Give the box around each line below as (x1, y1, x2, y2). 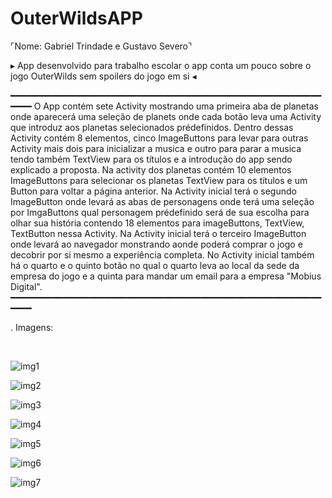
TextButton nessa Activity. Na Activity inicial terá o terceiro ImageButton (10, 227, 307, 239)
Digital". (10, 280, 43, 292)
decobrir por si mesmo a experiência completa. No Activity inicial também (10, 248, 315, 261)
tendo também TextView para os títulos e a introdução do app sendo (10, 153, 293, 165)
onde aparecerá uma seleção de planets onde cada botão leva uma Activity (10, 110, 322, 122)
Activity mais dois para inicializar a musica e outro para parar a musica (10, 142, 302, 154)
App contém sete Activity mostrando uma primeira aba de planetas (43, 100, 319, 112)
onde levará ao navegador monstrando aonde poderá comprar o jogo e (10, 238, 303, 250)
